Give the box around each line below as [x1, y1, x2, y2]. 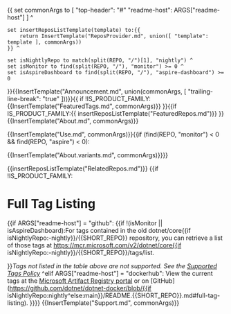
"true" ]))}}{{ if [42, 95, 84, 103]
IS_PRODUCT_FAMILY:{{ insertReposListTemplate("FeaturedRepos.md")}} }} [7, 110, 225, 117]
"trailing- [187, 87, 213, 96]
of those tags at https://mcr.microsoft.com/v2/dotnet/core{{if [7, 241, 182, 249]
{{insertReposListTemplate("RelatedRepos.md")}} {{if [7, 164, 159, 173]
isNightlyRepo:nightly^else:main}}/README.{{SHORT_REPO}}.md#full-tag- [7, 291, 220, 299]
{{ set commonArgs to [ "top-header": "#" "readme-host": [7, 6, 173, 14]
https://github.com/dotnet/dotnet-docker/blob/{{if [9, 284, 152, 292]
